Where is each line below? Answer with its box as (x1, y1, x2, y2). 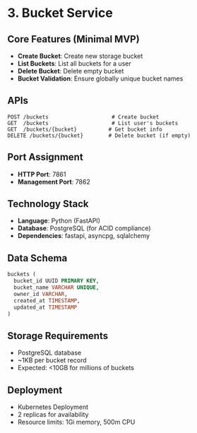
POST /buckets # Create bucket (7, 113, 160, 121)
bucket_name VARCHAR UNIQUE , (13, 284, 100, 291)
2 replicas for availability (17, 410, 89, 418)
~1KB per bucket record (17, 356, 87, 364)
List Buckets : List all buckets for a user (17, 59, 132, 68)
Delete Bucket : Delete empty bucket (17, 67, 124, 75)
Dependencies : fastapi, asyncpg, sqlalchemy (17, 232, 150, 240)
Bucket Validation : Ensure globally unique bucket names (17, 74, 184, 83)
